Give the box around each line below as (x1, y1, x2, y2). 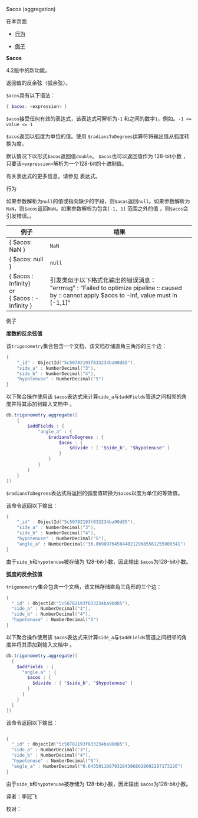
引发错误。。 (6, 212, 35, 219)
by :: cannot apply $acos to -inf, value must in (49, 291, 178, 299)
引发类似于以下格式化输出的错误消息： (49, 276, 156, 284)
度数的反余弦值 (6, 330, 42, 337)
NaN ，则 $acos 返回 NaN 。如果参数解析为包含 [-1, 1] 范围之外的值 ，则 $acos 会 (6, 205, 189, 212)
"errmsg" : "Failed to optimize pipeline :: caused (49, 284, 182, 292)
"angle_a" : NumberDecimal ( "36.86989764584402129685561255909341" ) (16, 541, 186, 547)
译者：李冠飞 (6, 793, 37, 800)
